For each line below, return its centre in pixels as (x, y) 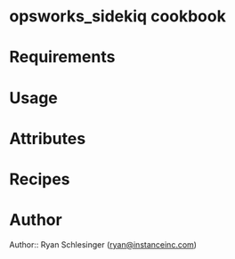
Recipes (40, 179)
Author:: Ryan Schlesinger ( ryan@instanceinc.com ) (103, 244)
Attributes (48, 138)
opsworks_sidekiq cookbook (118, 16)
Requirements (62, 57)
